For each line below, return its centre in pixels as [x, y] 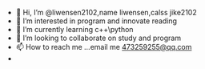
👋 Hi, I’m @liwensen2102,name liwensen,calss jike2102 [107, 12]
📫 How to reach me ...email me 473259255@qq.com [104, 47]
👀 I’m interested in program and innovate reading [96, 21]
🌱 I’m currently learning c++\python [74, 29]
